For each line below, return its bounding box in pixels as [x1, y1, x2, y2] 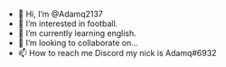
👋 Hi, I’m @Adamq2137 [17, 9, 104, 19]
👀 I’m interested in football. [17, 18, 118, 29]
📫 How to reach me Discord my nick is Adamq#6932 [17, 48, 217, 58]
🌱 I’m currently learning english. [17, 28, 137, 38]
